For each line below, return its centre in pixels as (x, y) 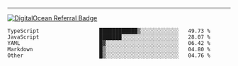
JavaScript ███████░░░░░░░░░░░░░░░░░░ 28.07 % (109, 37)
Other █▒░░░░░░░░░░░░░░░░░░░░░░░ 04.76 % (109, 55)
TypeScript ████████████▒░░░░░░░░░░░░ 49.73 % (109, 31)
